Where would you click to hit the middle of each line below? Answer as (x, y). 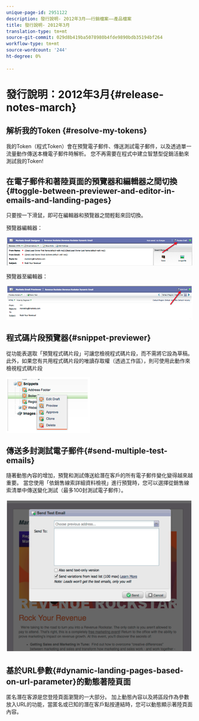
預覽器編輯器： (24, 228)
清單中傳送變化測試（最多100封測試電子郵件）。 (69, 490)
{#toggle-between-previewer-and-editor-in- (91, 191)
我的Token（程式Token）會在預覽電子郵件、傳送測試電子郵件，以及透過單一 (99, 146)
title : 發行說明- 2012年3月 (38, 25)
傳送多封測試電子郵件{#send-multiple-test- (87, 451)
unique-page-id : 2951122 (37, 12)
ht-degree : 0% (24, 56)
